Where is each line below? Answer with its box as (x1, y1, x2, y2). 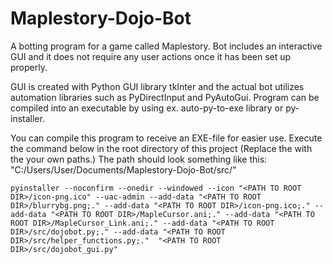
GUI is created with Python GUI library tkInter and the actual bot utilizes (10, 80, 305, 92)
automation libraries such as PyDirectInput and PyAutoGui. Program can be (10, 91, 320, 103)
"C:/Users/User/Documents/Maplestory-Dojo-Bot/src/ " (10, 163, 237, 176)
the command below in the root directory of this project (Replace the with (10, 142, 313, 154)
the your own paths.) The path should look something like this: (10, 153, 268, 165)
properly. (10, 61, 48, 73)
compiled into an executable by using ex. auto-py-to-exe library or (10, 102, 284, 114)
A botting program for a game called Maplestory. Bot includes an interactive (10, 40, 323, 52)
